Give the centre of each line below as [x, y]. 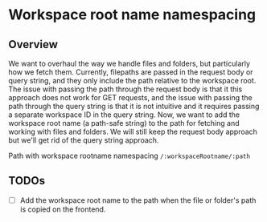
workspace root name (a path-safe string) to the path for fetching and [124, 123]
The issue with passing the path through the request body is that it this [125, 89]
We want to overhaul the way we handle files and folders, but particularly [129, 63]
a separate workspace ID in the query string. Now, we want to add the [124, 115]
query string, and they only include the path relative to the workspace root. [132, 81]
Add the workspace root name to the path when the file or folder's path [138, 200]
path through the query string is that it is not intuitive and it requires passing [134, 106]
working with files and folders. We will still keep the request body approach [133, 131]
